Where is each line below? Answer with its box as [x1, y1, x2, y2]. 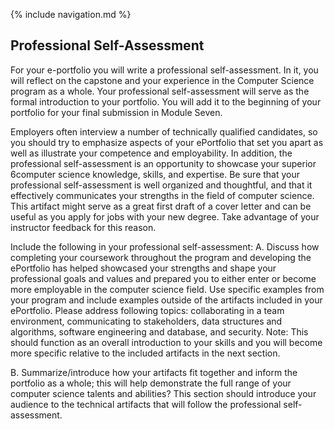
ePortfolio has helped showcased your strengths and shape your [10, 262, 277, 274]
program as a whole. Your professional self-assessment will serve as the [10, 85, 310, 97]
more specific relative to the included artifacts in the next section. [10, 347, 281, 359]
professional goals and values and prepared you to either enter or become [10, 272, 317, 284]
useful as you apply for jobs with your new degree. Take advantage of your [10, 210, 320, 223]
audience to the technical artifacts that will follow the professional [10, 398, 282, 410]
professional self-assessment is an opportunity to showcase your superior [10, 157, 317, 169]
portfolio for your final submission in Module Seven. [10, 106, 223, 118]
